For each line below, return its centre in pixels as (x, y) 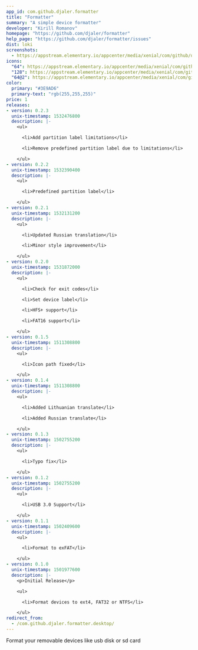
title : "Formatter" (30, 17)
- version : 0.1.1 (27, 521)
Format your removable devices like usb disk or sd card (73, 640)
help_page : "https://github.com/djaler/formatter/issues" (79, 39)
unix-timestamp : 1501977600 (46, 570)
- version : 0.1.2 (27, 477)
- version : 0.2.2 (27, 164)
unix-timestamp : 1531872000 (46, 267)
